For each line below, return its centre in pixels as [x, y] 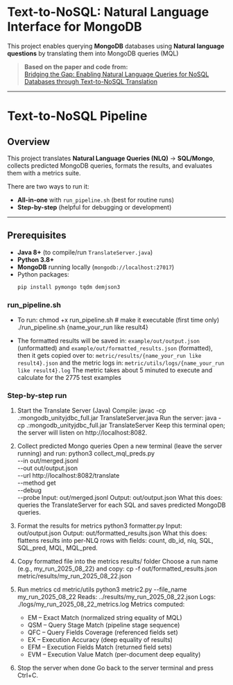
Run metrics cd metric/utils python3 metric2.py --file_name [102, 589]
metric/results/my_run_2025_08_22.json [74, 576]
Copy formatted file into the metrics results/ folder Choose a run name [118, 562]
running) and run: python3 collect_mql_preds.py [86, 453]
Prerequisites [37, 235]
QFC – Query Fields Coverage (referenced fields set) [103, 632]
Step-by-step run [37, 395]
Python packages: [43, 274]
